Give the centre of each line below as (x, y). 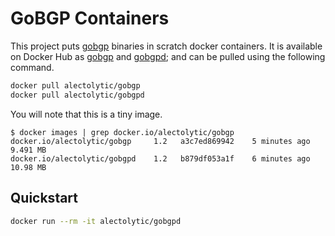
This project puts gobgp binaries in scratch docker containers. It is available (166, 46)
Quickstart (44, 198)
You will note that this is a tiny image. (86, 114)
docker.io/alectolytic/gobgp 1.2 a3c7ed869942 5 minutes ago (160, 141)
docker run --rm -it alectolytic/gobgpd (96, 221)
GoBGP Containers (90, 18)
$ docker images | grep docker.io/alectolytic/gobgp (122, 132)
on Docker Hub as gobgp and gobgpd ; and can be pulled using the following (168, 56)
